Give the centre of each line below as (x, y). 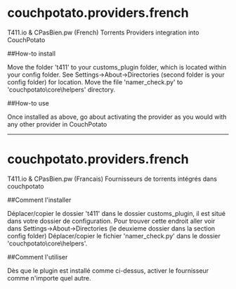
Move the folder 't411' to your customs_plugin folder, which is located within (117, 67)
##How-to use (28, 103)
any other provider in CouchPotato (57, 124)
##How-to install (32, 53)
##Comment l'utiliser (38, 257)
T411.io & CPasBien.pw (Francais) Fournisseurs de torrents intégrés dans (112, 179)
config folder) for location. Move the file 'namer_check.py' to (95, 82)
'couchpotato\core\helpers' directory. (61, 89)
